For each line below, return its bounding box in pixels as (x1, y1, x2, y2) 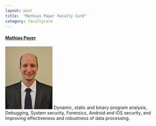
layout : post (5, 8, 33, 13)
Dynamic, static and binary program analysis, (53, 104, 147, 110)
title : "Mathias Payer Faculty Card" (5, 13, 87, 19)
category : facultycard (5, 19, 53, 24)
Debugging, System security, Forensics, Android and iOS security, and (5, 109, 151, 115)
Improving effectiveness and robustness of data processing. (5, 115, 130, 121)
